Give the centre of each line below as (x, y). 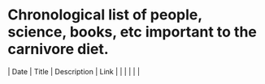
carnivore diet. (58, 49)
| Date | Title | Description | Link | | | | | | (74, 71)
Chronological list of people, (105, 15)
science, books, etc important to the (132, 32)
